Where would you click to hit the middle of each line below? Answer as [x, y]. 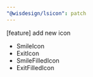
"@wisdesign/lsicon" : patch [46, 13]
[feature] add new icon [39, 33]
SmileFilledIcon [38, 60]
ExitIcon [28, 53]
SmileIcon [30, 46]
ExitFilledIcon [35, 67]
